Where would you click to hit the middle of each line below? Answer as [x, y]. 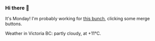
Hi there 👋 [17, 8]
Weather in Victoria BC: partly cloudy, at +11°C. [53, 34]
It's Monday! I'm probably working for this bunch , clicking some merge [77, 19]
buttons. [14, 24]
